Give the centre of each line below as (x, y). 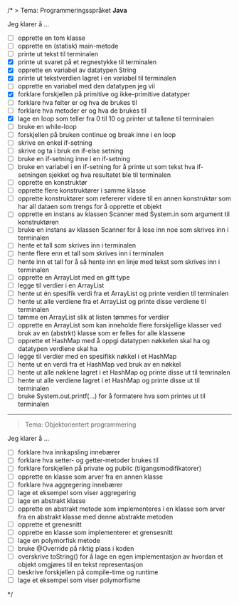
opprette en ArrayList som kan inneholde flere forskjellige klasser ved (119, 325)
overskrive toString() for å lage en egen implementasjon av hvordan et (120, 556)
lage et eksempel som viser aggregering (77, 492)
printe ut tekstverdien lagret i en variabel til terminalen (97, 78)
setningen (32, 175)
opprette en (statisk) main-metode (68, 46)
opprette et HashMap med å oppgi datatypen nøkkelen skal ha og (114, 340)
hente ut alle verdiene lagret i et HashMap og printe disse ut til (109, 380)
